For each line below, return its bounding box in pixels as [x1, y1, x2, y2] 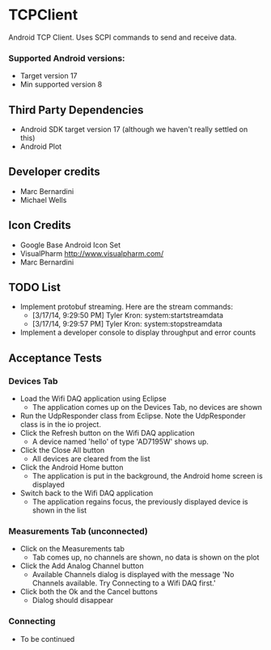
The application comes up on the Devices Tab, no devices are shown [32, 403, 263, 412]
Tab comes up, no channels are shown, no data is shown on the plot [32, 552, 260, 563]
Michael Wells [19, 195, 67, 205]
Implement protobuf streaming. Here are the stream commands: [19, 302, 233, 312]
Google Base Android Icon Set [19, 240, 121, 250]
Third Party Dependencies [8, 103, 144, 116]
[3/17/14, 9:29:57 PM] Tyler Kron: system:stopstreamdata [32, 319, 222, 329]
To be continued [19, 634, 75, 644]
